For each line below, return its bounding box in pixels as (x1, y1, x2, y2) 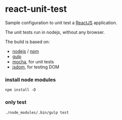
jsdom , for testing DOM (12, 64, 60, 70)
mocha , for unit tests (12, 59, 54, 64)
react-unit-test (5, 3, 67, 15)
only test (5, 99, 27, 106)
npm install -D (5, 88, 36, 92)
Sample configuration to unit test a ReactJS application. (5, 20, 118, 26)
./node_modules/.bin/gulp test (5, 110, 69, 115)
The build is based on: (5, 38, 50, 45)
